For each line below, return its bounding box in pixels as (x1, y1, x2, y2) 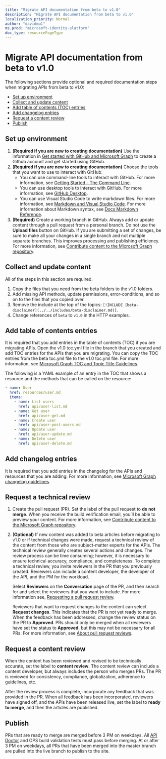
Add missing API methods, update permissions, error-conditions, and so (12, 291, 160, 297)
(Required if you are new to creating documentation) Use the (12, 148, 140, 154)
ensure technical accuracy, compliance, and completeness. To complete (12, 558, 161, 564)
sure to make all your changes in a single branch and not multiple (12, 232, 146, 238)
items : (9, 395, 23, 400)
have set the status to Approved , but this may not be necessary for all (12, 625, 156, 631)
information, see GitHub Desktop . (19, 190, 88, 196)
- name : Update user (14, 427, 56, 432)
